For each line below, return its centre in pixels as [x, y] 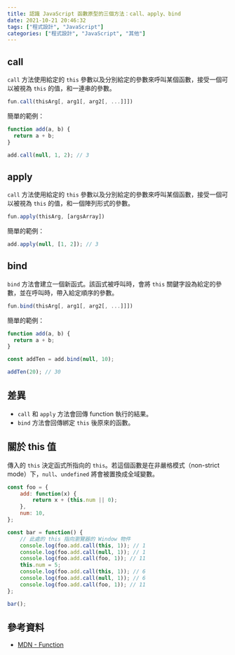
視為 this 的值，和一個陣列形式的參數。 [77, 204]
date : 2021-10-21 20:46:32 [47, 20]
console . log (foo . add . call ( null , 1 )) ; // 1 [83, 552]
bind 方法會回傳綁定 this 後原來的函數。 [76, 423]
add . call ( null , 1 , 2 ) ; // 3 [48, 155]
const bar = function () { [45, 532]
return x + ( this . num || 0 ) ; [75, 500]
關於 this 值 [32, 447]
